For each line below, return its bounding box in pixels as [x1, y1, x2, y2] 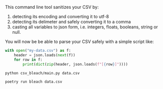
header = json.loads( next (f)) [14, 52, 76, 58]
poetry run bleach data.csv [5, 79, 63, 84]
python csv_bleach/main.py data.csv [5, 70, 80, 75]
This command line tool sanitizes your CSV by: [5, 4, 99, 10]
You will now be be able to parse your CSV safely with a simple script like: [5, 39, 154, 44]
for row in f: [14, 57, 43, 62]
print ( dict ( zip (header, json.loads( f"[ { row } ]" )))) [23, 62, 128, 67]
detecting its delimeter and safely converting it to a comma [12, 19, 131, 24]
